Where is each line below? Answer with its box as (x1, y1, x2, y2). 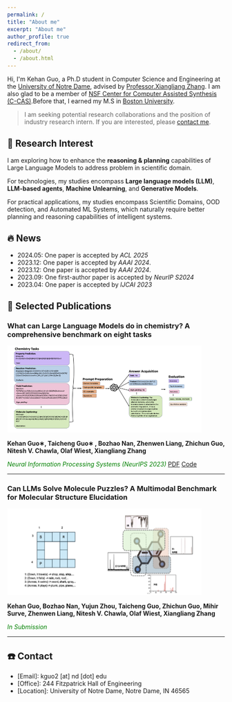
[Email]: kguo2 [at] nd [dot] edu (17, 672, 107, 681)
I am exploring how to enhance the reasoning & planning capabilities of (7, 156, 212, 164)
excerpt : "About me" (7, 26, 67, 33)
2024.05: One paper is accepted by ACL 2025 (17, 251, 148, 259)
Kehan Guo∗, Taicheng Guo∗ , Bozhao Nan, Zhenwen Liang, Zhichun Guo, (7, 440, 225, 448)
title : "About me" (7, 18, 60, 26)
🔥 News (7, 233, 41, 244)
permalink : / (7, 11, 45, 18)
